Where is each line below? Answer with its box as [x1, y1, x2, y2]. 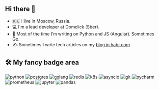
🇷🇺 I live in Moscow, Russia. [12, 18, 71, 24]
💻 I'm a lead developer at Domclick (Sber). [12, 24, 100, 30]
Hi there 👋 [5, 5, 36, 13]
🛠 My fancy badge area [5, 59, 79, 67]
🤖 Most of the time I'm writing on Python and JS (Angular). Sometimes [12, 30, 155, 37]
